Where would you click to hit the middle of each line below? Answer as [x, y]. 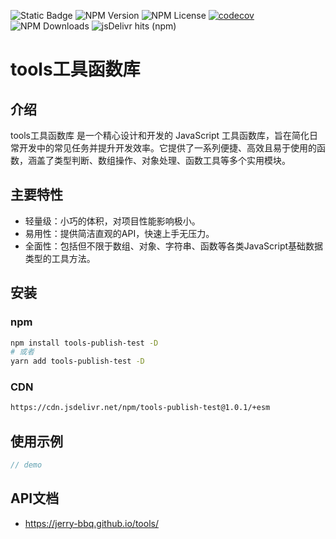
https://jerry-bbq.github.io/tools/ [91, 523]
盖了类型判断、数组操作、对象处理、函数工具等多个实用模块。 [163, 160]
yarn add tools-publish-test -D [77, 361]
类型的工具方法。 [60, 258]
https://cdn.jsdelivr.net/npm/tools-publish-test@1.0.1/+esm [140, 408]
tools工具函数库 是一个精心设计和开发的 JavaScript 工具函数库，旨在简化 [160, 135]
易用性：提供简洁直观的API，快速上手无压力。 [119, 233]
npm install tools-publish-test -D [84, 343]
